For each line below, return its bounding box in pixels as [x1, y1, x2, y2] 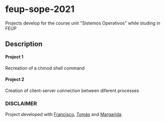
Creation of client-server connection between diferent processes [5, 87, 139, 93]
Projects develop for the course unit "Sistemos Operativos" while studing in [5, 20, 160, 26]
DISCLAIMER [5, 100, 37, 107]
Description [5, 40, 42, 48]
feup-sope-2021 [5, 3, 75, 15]
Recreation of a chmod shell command [5, 65, 85, 71]
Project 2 [5, 76, 24, 82]
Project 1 [5, 53, 23, 59]
